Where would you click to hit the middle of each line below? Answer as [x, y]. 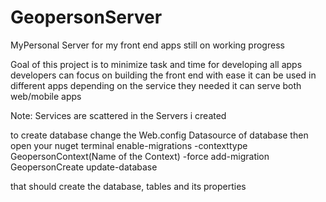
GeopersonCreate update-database [84, 167]
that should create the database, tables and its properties [128, 186]
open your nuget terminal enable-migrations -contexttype [129, 145]
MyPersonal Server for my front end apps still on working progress [147, 45]
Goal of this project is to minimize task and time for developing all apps [156, 64]
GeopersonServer [86, 17]
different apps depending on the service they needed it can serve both [156, 85]
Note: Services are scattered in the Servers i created [118, 115]
